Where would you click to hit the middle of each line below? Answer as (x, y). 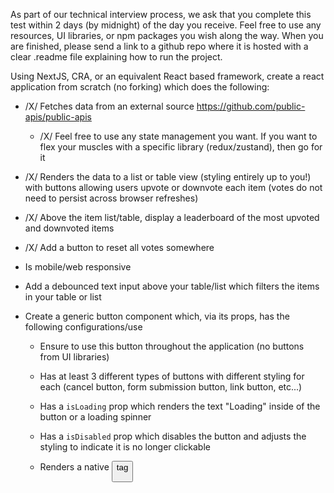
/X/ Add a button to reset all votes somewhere (119, 247)
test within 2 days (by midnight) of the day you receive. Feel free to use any (166, 25)
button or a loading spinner (95, 417)
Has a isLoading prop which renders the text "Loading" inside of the (180, 406)
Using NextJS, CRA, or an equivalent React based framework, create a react (167, 76)
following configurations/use (83, 327)
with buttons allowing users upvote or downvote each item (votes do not (173, 187)
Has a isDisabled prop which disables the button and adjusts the (173, 436)
